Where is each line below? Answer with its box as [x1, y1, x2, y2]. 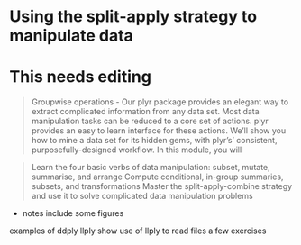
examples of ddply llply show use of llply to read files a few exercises [9, 225, 267, 236]
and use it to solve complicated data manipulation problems [31, 191, 254, 202]
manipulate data [9, 25, 133, 46]
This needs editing [9, 67, 151, 87]
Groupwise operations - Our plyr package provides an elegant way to [31, 96, 289, 107]
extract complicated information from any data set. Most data [31, 106, 260, 117]
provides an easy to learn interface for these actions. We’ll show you [31, 125, 287, 136]
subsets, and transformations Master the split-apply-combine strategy [31, 181, 293, 192]
